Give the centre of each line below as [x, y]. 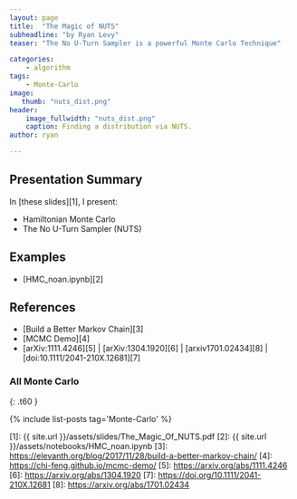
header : [24, 110]
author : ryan [34, 135]
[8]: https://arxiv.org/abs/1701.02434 [121, 485]
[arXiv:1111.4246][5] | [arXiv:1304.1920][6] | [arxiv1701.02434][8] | [145, 349]
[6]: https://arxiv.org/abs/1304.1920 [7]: [83, 475]
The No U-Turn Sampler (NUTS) [82, 228]
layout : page [34, 18]
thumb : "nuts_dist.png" [66, 101]
